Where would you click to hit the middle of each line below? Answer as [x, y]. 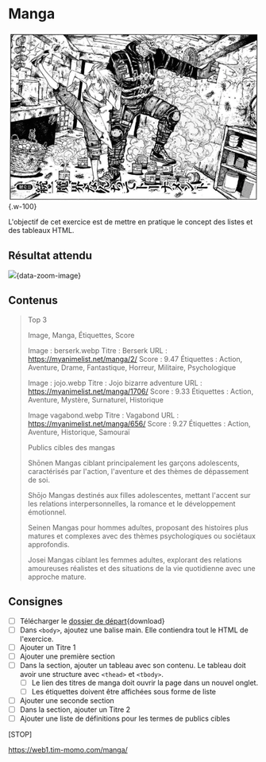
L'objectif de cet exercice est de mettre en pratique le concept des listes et [131, 222]
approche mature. [57, 577]
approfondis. [48, 544]
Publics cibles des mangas [71, 447]
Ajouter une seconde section [67, 700]
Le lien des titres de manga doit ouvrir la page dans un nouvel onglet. [145, 682]
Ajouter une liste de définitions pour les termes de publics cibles [125, 719]
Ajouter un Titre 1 [48, 647]
